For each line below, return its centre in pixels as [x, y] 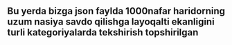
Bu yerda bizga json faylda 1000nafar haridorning [116, 11]
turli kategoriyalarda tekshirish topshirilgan [103, 32]
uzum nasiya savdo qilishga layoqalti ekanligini [111, 22]
